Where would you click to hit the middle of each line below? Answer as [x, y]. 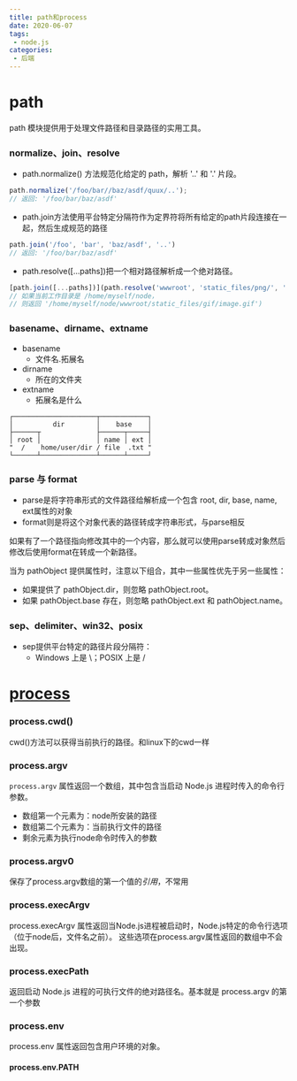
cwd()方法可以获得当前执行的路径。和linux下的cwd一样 [110, 742]
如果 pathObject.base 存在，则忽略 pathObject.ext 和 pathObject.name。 [155, 600]
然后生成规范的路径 [72, 227]
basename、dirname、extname [79, 328]
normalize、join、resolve [65, 153]
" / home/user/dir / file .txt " [80, 448]
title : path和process [48, 17]
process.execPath [49, 971]
